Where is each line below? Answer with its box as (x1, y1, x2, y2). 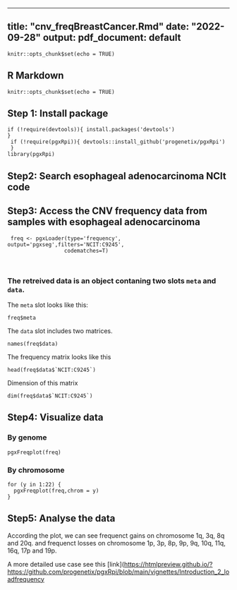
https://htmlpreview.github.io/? (123, 560, 213, 568)
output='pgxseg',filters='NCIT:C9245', (7, 241, 125, 248)
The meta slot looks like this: (7, 301, 88, 309)
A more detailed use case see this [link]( (7, 560, 125, 568)
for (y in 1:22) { (7, 481, 61, 488)
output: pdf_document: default (42, 32, 181, 44)
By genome (7, 433, 47, 442)
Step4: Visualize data (7, 411, 104, 423)
